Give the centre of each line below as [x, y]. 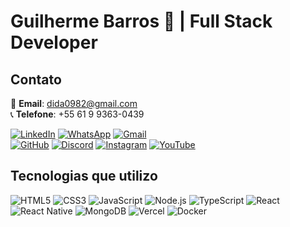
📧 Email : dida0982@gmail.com [74, 103]
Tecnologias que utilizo [84, 176]
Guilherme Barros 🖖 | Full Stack [141, 21]
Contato [36, 79]
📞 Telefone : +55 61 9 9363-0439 [77, 114]
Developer [54, 42]
